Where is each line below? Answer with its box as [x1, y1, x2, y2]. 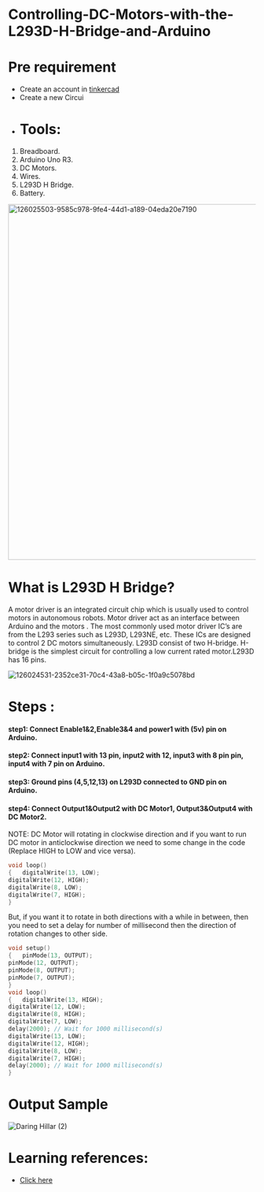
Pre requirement [8, 58, 116, 76]
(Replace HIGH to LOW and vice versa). [8, 846, 136, 856]
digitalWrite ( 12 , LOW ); [8, 1003, 86, 1011]
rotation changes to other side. [8, 929, 108, 939]
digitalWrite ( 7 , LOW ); [8, 1018, 82, 1026]
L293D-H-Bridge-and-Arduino [8, 22, 211, 40]
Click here [19, 1175, 53, 1185]
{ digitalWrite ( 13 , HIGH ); [8, 996, 104, 1004]
